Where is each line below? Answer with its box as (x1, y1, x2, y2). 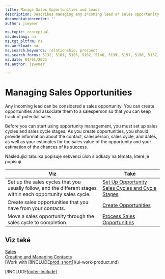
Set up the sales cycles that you (7, 178, 81, 185)
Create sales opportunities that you (7, 199, 89, 206)
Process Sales (102, 213, 136, 220)
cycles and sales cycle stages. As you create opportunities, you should (5, 128, 149, 134)
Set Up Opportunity (102, 178, 147, 185)
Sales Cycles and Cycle (102, 185, 157, 192)
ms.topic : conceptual (5, 30, 50, 35)
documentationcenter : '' (5, 16, 56, 21)
